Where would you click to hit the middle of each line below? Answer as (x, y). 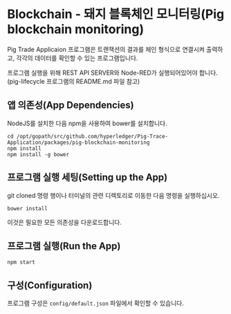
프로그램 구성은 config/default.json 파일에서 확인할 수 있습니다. (96, 303)
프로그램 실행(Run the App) (64, 246)
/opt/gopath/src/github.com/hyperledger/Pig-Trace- (92, 136)
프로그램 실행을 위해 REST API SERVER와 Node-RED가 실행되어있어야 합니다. (112, 73)
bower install (28, 208)
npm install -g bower (38, 154)
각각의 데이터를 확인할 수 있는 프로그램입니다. (77, 58)
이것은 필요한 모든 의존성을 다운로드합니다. (65, 222)
